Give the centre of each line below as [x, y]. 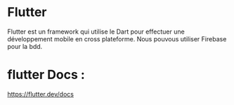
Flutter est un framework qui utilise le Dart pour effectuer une [96, 31]
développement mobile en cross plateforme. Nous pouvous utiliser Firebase [117, 38]
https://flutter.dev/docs [40, 94]
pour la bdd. [25, 46]
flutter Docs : [46, 75]
